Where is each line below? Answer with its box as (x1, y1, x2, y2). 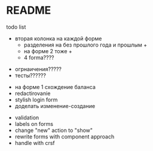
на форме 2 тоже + (23, 47, 73, 54)
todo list (6, 23, 26, 30)
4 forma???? (23, 54, 54, 61)
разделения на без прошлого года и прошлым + (23, 41, 148, 48)
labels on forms (14, 120, 54, 127)
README (6, 4, 51, 17)
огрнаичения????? (14, 65, 62, 72)
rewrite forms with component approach (14, 132, 115, 140)
